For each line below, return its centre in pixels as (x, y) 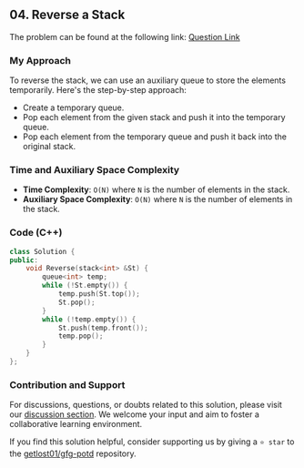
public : (24, 260)
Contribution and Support (67, 384)
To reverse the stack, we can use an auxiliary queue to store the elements (148, 80)
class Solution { (42, 251)
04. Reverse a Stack (67, 15)
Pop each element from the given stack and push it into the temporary (154, 117)
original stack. (49, 147)
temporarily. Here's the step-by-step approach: (98, 90)
